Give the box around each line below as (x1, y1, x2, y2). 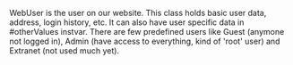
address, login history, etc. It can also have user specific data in (9, 17, 245, 28)
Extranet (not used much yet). (9, 45, 119, 56)
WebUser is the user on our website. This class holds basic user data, (9, 8, 267, 18)
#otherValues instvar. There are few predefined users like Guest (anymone (9, 27, 285, 37)
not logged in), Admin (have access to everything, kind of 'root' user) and (9, 36, 280, 46)
